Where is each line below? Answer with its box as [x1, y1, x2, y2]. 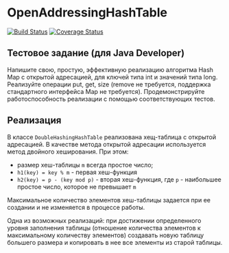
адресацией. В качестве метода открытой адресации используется [7, 140, 206, 148]
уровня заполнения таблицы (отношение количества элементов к [7, 224, 201, 232]
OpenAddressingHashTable [7, 5, 168, 21]
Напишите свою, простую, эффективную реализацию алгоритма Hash [7, 65, 214, 73]
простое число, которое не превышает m [16, 182, 136, 191]
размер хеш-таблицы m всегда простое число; [16, 160, 154, 169]
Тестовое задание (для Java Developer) [7, 47, 185, 59]
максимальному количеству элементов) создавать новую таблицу [7, 231, 204, 239]
